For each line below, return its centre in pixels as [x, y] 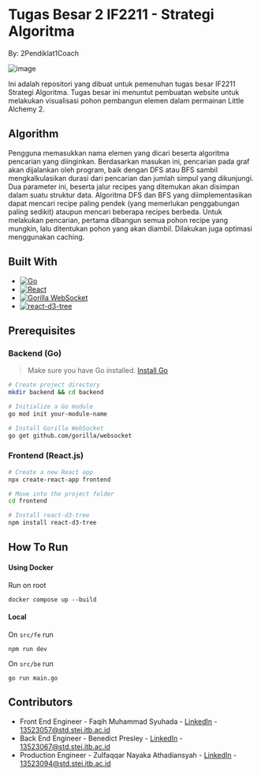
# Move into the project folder [61, 494]
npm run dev [28, 649]
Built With [33, 262]
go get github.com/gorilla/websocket [70, 435]
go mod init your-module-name [58, 414]
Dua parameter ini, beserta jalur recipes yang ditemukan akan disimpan [124, 186]
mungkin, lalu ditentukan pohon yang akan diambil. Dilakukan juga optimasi [130, 228]
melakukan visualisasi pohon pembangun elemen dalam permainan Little [126, 100]
